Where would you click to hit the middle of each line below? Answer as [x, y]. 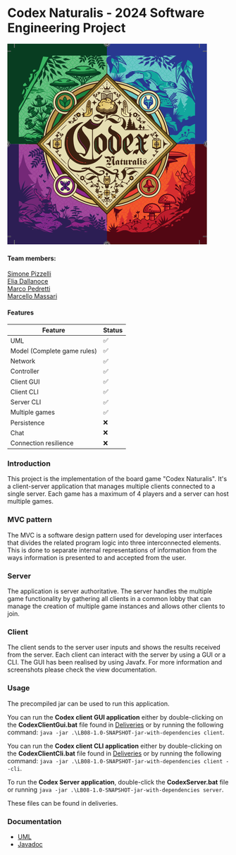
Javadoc [30, 844]
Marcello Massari [32, 296]
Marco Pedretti [29, 289]
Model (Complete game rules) [54, 351]
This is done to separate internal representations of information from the [112, 550]
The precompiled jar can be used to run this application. [89, 703]
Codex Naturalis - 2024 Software [106, 13]
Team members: [32, 258]
